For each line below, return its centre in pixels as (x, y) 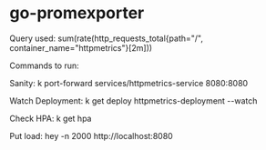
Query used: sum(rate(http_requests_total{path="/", (106, 38)
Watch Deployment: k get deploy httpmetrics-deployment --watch (133, 100)
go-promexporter (77, 13)
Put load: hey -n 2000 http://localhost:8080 (91, 135)
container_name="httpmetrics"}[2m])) (81, 47)
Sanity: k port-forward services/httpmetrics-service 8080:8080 (129, 83)
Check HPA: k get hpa (51, 118)
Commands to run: (44, 65)
